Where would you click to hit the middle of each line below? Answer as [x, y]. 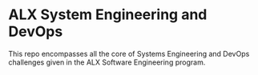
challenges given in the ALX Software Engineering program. [107, 62]
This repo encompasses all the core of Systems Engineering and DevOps [129, 53]
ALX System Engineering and [108, 15]
